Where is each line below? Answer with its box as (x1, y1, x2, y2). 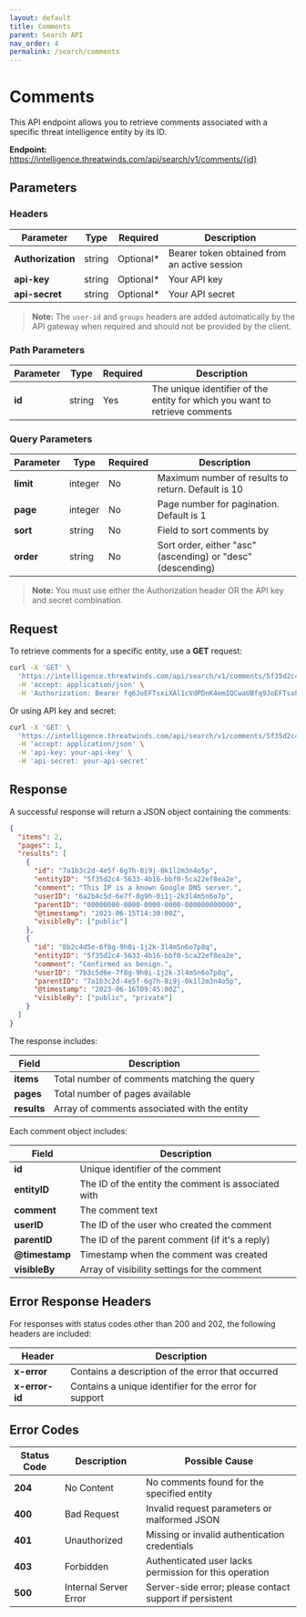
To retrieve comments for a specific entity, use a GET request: (9, 645, 243, 657)
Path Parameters (9, 343, 85, 356)
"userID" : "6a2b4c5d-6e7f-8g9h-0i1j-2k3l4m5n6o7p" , (33, 892, 234, 901)
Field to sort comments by (157, 524, 270, 537)
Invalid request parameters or (145, 1502, 272, 1515)
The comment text (79, 1204, 158, 1216)
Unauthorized (64, 1534, 123, 1547)
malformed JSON (145, 1514, 220, 1527)
